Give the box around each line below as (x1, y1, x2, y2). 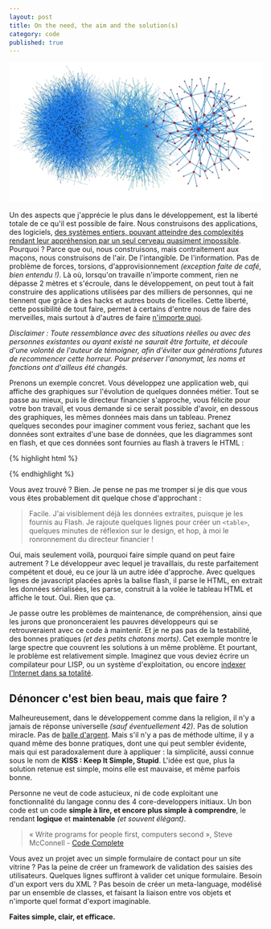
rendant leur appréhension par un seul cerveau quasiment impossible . (9, 236, 241, 245)
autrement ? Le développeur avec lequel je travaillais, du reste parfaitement (9, 559, 259, 569)
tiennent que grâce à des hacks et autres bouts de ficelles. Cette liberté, (9, 296, 248, 306)
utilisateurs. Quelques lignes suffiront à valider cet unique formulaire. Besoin (9, 871, 262, 881)
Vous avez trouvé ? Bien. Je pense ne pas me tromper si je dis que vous (9, 485, 248, 495)
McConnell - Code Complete (28, 838, 124, 848)
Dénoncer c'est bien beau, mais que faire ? (9, 692, 228, 705)
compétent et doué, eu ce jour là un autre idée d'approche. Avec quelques (9, 567, 256, 577)
